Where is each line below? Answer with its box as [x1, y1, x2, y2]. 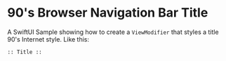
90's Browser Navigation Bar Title [7, 5, 208, 21]
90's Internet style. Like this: [7, 35, 90, 43]
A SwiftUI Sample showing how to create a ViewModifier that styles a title [7, 28, 219, 36]
